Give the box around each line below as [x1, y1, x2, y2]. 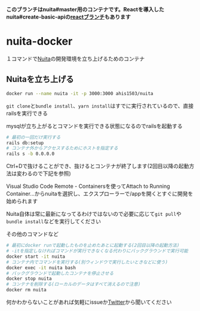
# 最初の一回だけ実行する [6, 134, 61, 140]
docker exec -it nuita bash [6, 264, 76, 271]
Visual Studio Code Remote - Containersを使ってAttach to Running [6, 182, 170, 190]
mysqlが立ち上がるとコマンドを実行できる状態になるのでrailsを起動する [6, 122, 183, 129]
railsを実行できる [6, 109, 48, 117]
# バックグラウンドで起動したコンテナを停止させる [6, 270, 114, 276]
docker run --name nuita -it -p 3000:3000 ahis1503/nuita [6, 90, 153, 96]
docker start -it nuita [6, 254, 66, 260]
